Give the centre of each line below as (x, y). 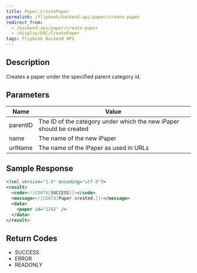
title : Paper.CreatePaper (38, 11)
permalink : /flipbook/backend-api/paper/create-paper (73, 17)
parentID (21, 125)
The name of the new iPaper (77, 138)
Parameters (28, 95)
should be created (64, 128)
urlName (21, 148)
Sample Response (40, 168)
